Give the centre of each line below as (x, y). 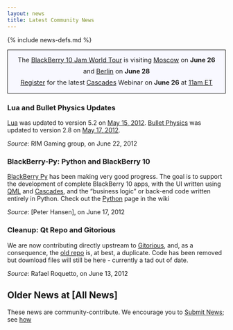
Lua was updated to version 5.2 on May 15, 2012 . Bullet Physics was (104, 123)
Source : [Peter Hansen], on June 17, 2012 (66, 212)
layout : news (26, 14)
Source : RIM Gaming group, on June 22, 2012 (72, 144)
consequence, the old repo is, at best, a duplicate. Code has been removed (115, 252)
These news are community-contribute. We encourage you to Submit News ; (116, 312)
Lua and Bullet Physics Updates (61, 107)
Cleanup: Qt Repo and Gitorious (62, 230)
